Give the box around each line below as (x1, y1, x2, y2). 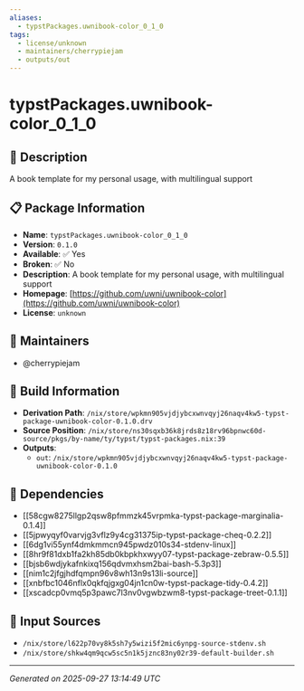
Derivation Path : (22, 408, 85, 419)
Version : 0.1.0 (22, 239, 79, 250)
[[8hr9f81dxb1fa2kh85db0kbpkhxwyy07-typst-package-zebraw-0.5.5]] (22, 549, 290, 560)
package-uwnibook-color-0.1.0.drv (22, 417, 153, 426)
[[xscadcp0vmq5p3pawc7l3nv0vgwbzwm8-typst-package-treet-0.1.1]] (22, 587, 288, 598)
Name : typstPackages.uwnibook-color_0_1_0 (22, 229, 188, 240)
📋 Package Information (9, 201, 146, 216)
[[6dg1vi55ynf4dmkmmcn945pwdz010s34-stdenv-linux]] (22, 539, 237, 550)
